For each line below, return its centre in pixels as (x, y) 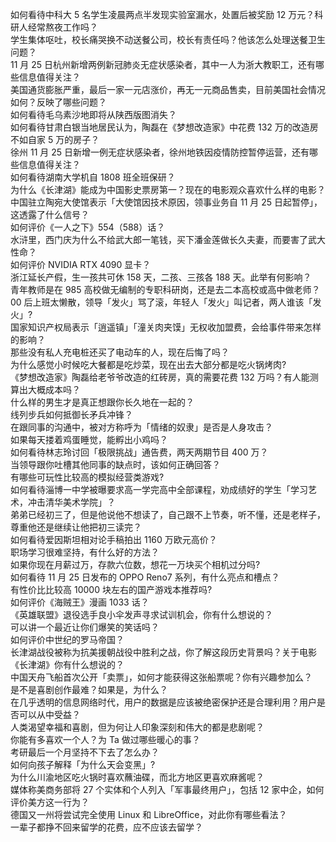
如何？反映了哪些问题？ (58, 102)
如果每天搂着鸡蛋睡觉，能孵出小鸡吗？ (89, 439)
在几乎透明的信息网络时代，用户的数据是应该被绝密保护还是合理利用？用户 (163, 702)
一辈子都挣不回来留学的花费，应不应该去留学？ (106, 827)
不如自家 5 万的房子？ (55, 139)
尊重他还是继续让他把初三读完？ (76, 527)
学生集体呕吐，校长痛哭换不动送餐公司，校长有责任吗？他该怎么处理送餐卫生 (168, 39)
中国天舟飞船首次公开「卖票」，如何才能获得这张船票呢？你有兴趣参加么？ (161, 677)
